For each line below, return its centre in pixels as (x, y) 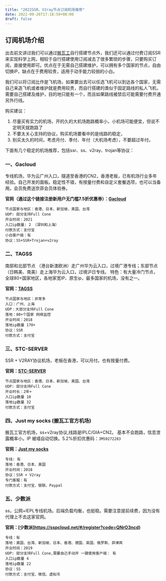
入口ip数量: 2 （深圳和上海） (32, 225)
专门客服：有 (16, 480)
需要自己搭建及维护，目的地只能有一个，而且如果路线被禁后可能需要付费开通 (83, 94)
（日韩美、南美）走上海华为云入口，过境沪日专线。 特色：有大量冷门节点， (82, 271)
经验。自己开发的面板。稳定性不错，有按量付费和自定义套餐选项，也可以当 (81, 182)
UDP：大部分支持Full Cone (30, 309)
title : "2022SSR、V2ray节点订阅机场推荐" (45, 10)
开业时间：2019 (19, 548)
